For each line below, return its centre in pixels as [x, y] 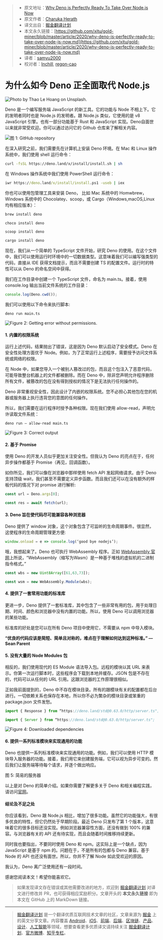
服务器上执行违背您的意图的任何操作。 [52, 398]
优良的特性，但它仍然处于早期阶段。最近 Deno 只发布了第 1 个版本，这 [79, 822]
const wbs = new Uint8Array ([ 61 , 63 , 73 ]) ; [48, 573]
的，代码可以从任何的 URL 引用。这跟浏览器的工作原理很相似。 [68, 679]
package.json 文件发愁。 [30, 702]
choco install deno [25, 223]
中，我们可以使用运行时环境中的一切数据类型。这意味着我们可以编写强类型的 [81, 257]
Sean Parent [18, 644]
